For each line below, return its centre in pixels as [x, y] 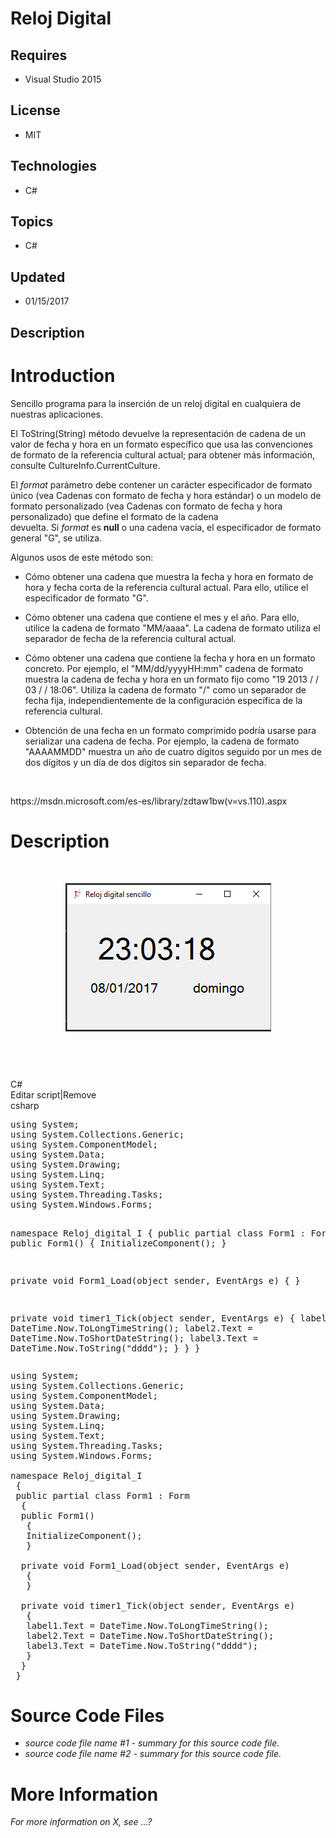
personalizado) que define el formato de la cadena [114, 516]
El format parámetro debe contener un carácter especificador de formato [161, 484]
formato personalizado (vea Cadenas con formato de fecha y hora [146, 506]
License [35, 110]
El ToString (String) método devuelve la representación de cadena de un [158, 433]
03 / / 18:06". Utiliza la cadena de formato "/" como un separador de [165, 689]
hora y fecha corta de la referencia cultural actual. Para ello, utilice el [166, 587]
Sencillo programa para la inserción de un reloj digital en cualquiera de [156, 403]
